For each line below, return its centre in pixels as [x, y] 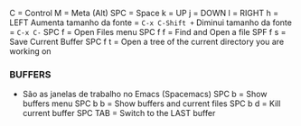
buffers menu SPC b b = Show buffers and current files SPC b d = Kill [151, 103]
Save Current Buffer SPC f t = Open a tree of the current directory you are [147, 41]
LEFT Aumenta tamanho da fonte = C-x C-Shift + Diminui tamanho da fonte [150, 22]
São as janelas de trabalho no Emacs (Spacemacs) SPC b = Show [145, 94]
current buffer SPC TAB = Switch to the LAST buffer [119, 113]
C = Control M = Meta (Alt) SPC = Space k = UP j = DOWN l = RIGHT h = [144, 13]
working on [30, 51]
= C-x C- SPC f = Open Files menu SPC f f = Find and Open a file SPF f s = [148, 32]
